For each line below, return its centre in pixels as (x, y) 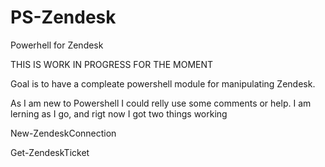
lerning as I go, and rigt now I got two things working (119, 113)
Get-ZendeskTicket (50, 152)
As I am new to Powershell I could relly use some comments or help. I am (161, 103)
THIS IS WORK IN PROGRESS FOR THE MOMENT (112, 64)
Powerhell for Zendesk (57, 45)
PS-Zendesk (63, 17)
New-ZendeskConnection (63, 133)
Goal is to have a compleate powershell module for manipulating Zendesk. (163, 83)
